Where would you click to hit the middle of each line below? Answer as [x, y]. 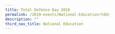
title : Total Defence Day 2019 [38, 10]
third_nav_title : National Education [44, 24]
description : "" [22, 19]
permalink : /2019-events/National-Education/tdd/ [58, 14]
